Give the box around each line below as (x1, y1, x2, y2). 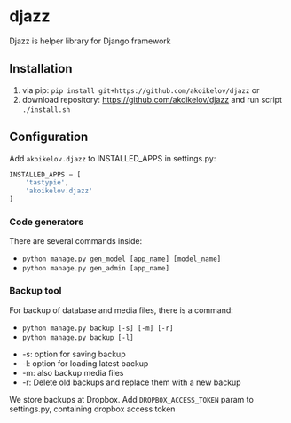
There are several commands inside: (9, 236, 143, 247)
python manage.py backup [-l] (21, 333, 135, 342)
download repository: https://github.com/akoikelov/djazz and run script (21, 94, 282, 105)
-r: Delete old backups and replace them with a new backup (21, 377, 241, 388)
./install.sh (21, 105, 71, 114)
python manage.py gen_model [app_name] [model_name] (21, 255, 222, 263)
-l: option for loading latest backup (21, 357, 149, 369)
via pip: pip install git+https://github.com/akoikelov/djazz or (21, 84, 260, 95)
